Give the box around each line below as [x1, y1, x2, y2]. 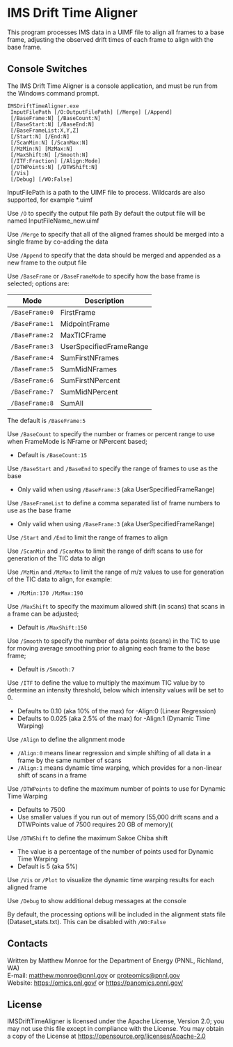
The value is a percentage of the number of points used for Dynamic [17, 847, 214, 856]
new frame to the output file [7, 258, 87, 267]
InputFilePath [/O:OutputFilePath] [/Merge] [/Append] [10, 108, 172, 116]
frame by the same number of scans [17, 756, 122, 764]
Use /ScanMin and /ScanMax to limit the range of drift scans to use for [7, 547, 203, 555]
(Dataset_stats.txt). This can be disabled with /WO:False [7, 917, 166, 926]
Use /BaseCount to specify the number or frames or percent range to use [7, 429, 216, 438]
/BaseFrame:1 [10, 320, 54, 327]
